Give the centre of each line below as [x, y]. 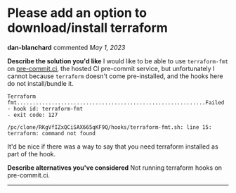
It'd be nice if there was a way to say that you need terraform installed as [113, 147]
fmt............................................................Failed [116, 102]
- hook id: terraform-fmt [45, 108]
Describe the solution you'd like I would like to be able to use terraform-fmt [118, 61]
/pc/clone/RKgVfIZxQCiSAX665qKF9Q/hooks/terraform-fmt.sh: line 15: [110, 127]
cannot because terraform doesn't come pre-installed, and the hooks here [115, 76]
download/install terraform [88, 28]
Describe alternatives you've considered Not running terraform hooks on [115, 168]
